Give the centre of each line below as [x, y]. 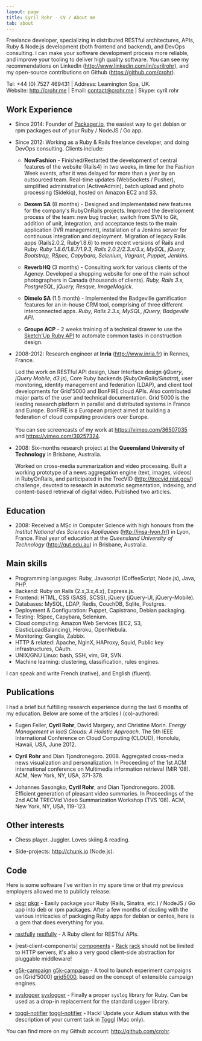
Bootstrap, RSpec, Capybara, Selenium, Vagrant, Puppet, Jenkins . [106, 256]
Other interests [35, 825]
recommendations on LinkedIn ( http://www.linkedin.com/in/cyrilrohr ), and [97, 66]
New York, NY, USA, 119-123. [51, 806]
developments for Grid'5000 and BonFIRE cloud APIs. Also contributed [103, 391]
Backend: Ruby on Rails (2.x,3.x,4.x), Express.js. [74, 591]
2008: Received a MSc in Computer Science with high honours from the [104, 525]
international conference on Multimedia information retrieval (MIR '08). [103, 769]
